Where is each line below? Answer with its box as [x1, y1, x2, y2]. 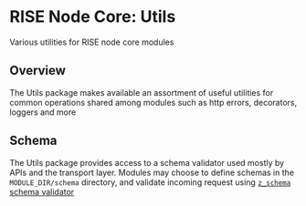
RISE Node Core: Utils [9, 6, 176, 27]
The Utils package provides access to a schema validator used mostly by [9, 157, 285, 168]
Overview [9, 63, 67, 78]
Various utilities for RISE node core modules [9, 36, 174, 47]
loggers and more [9, 107, 77, 118]
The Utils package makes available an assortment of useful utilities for [9, 87, 274, 98]
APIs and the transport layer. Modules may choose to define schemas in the [9, 167, 295, 178]
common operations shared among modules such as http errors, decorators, [9, 97, 298, 108]
